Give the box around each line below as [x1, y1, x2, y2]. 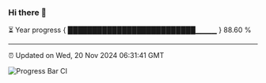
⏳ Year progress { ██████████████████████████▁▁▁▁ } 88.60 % [8, 25, 252, 34]
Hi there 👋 [8, 7, 47, 18]
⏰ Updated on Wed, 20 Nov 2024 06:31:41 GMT [8, 51, 165, 60]
